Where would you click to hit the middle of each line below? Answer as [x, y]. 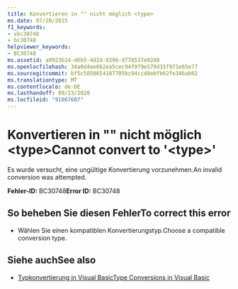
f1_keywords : [27, 27]
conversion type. [42, 238]
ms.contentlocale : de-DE [44, 87]
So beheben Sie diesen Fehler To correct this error [119, 213]
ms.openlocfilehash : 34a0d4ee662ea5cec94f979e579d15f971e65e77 [103, 67]
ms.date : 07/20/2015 [38, 21]
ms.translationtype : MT [42, 80]
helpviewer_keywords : [39, 47]
